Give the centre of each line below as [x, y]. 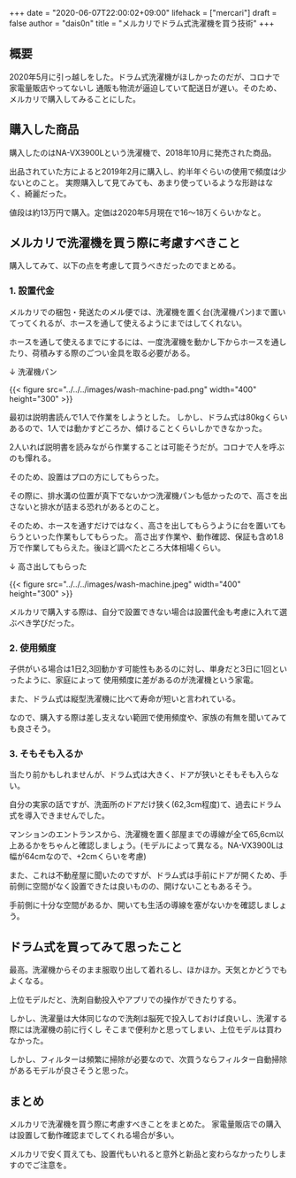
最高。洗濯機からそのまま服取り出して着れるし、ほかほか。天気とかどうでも [148, 970]
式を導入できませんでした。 [59, 816]
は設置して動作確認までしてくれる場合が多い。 [94, 1135]
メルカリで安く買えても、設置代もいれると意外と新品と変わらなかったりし [144, 1153]
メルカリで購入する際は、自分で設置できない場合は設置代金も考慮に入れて [144, 612]
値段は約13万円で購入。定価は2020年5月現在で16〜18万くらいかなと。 [138, 212]
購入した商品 [44, 130]
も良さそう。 [32, 728]
